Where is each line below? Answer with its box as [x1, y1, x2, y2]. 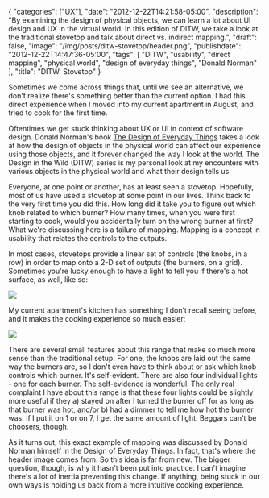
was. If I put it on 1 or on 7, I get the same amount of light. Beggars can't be [8, 413, 257, 422]
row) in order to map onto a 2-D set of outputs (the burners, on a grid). [8, 258, 243, 267]
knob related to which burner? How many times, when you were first [8, 208, 236, 217]
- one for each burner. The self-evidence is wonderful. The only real [8, 379, 235, 388]
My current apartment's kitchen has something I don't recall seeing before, [8, 305, 258, 315]
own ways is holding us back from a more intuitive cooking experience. [8, 480, 244, 490]
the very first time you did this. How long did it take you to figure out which [8, 199, 256, 209]
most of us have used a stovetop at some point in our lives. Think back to [8, 191, 251, 200]
